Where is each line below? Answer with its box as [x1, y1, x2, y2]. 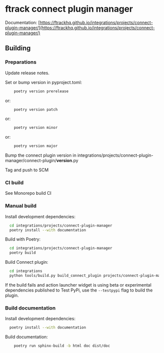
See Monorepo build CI [5, 190, 52, 196]
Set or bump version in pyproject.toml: [5, 79, 82, 85]
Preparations [5, 59, 37, 65]
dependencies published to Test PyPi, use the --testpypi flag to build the [5, 287, 153, 293]
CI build [5, 179, 24, 186]
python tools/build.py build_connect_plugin [9, 273, 102, 278]
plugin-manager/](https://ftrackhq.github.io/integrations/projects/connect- [5, 24, 155, 30]
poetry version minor [14, 125, 58, 130]
